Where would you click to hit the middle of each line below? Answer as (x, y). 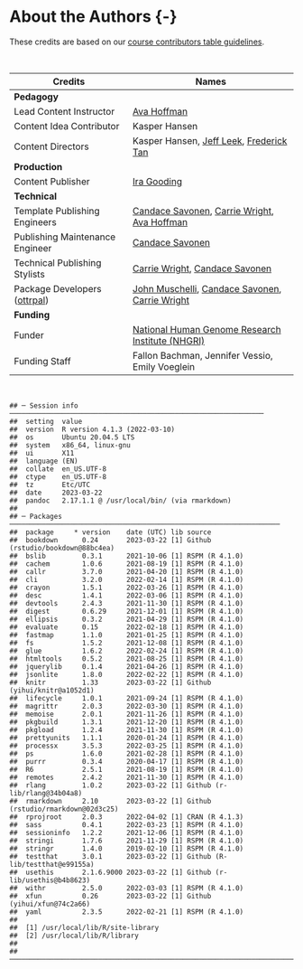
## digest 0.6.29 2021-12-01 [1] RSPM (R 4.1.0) (127, 611)
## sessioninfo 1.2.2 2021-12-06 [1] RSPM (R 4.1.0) (127, 833)
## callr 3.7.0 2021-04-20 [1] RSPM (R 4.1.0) (127, 571)
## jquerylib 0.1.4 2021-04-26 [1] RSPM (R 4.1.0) (127, 666)
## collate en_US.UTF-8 (58, 469)
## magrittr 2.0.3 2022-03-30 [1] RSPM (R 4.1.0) (127, 706)
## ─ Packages (36, 516)
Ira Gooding (157, 181)
